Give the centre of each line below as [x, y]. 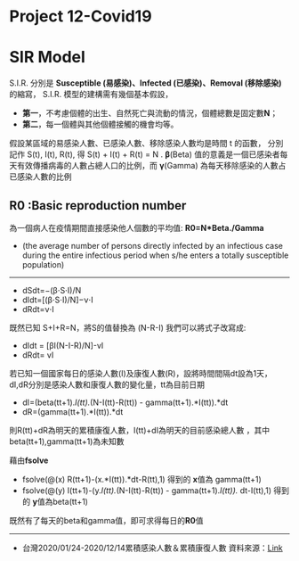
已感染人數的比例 [40, 177]
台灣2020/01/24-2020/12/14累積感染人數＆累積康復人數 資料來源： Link [152, 548]
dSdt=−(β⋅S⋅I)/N [52, 290]
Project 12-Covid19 [81, 16]
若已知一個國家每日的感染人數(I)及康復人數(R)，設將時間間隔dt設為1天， [141, 373]
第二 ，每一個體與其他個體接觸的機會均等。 [100, 124]
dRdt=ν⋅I [38, 309]
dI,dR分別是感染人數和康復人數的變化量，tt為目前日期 [107, 384]
